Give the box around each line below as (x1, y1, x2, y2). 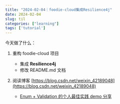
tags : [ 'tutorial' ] (5, 26, 46, 31)
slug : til (5, 16, 26, 21)
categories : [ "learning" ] (5, 21, 59, 26)
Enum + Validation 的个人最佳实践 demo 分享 (19, 94, 112, 100)
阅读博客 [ (12, 78, 33, 84)
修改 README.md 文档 (19, 67, 66, 73)
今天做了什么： (5, 40, 36, 46)
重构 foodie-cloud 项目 (12, 51, 59, 56)
